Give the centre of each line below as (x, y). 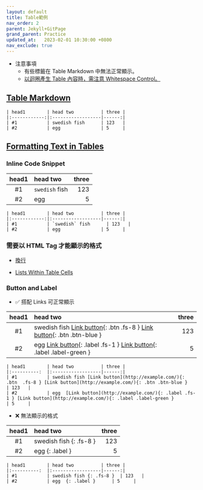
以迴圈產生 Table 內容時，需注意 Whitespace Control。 (92, 79)
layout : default (27, 12)
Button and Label (32, 288)
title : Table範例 (27, 18)
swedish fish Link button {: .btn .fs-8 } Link (94, 327)
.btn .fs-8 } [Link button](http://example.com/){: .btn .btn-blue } (97, 382)
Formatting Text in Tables (55, 147)
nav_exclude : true (29, 46)
